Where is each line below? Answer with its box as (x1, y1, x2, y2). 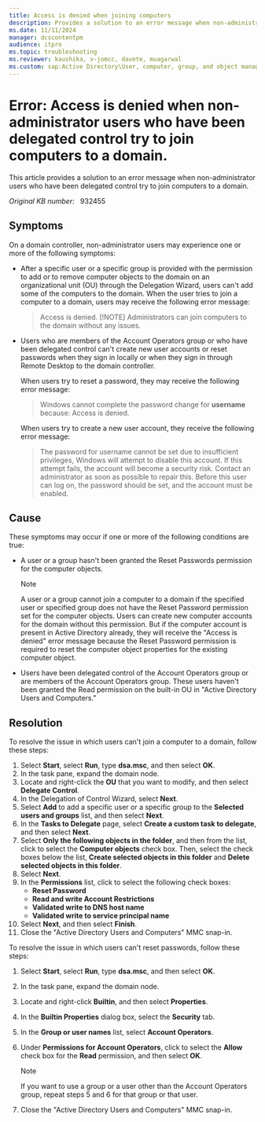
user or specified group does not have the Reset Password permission (20, 603, 248, 613)
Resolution (9, 716, 63, 730)
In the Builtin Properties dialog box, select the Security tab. (20, 1012, 215, 1022)
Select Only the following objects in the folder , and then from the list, (20, 836, 248, 845)
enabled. (39, 488, 69, 498)
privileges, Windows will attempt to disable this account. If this (39, 455, 243, 465)
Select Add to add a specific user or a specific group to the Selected (20, 803, 245, 812)
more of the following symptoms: (9, 248, 116, 258)
